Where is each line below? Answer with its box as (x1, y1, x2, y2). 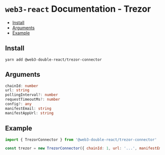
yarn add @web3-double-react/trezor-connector (5, 57, 102, 62)
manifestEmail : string (5, 106, 52, 111)
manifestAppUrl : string (5, 111, 54, 115)
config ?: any (5, 102, 32, 107)
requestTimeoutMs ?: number (5, 97, 60, 102)
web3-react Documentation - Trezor (5, 3, 151, 15)
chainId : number (5, 83, 38, 89)
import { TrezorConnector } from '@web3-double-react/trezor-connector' (5, 137, 157, 142)
